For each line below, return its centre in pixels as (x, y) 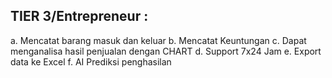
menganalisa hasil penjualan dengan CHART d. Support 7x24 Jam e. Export (166, 51)
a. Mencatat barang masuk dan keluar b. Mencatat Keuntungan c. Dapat (158, 40)
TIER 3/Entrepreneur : (79, 16)
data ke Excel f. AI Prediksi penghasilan (91, 61)
